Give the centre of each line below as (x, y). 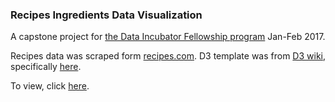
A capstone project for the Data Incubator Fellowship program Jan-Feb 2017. (168, 37)
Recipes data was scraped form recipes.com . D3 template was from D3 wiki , (168, 56)
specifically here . (46, 67)
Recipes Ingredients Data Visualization (106, 15)
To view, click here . (50, 86)
